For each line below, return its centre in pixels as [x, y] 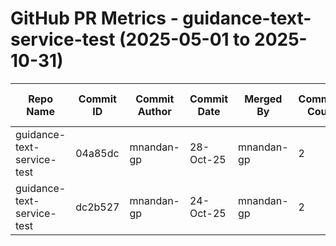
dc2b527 [97, 207]
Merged [263, 99]
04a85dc [97, 153]
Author [154, 111]
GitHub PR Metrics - [94, 18]
